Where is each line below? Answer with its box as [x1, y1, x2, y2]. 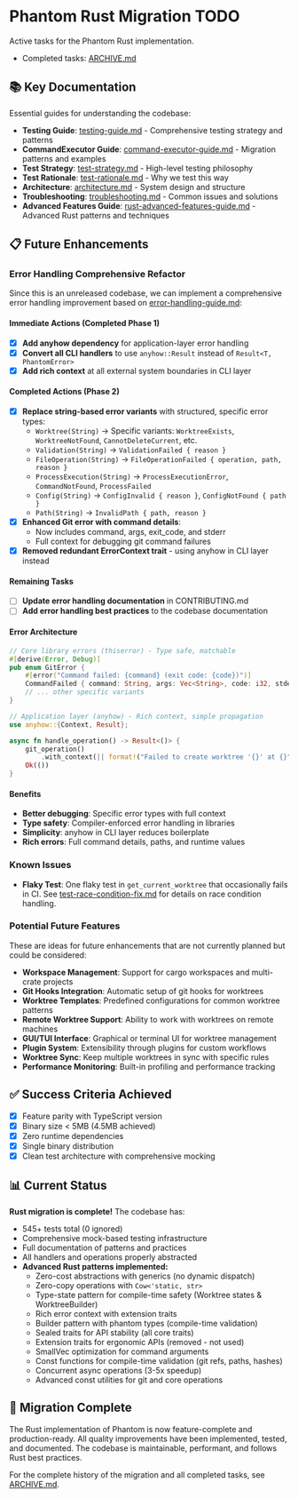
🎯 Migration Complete [9, 1400, 133, 1415]
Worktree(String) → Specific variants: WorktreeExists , [35, 426, 235, 436]
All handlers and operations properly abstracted [21, 1251, 198, 1263]
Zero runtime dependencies [21, 1130, 124, 1141]
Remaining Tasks [9, 576, 74, 586]
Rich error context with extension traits [35, 1308, 177, 1319]
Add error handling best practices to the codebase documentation [21, 606, 269, 617]
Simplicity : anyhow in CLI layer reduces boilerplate [21, 827, 210, 838]
